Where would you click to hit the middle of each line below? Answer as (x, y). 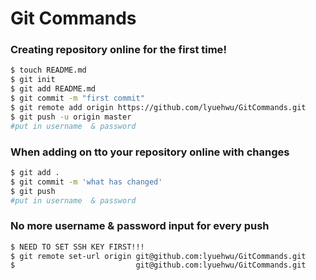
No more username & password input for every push (140, 226)
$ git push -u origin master (71, 117)
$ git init (33, 80)
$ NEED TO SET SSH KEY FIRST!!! (77, 247)
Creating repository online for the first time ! (118, 50)
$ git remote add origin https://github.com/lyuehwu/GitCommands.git (158, 107)
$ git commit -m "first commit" (77, 98)
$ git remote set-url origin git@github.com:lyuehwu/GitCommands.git (158, 256)
